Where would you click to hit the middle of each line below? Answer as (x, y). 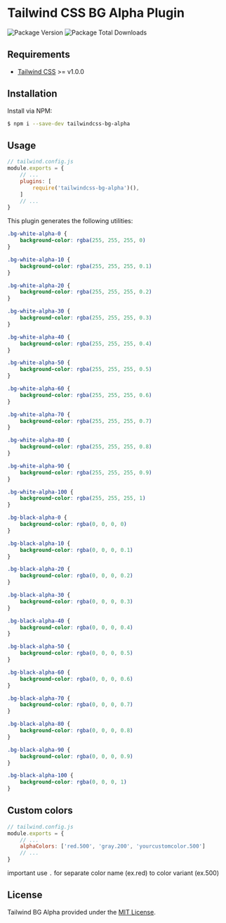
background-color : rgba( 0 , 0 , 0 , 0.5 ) (77, 653)
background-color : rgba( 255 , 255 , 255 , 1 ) (83, 498)
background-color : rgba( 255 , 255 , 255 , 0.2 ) (86, 292)
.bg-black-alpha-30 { (39, 595)
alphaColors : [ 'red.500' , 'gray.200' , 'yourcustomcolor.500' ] (113, 846)
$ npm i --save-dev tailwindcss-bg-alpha (69, 124)
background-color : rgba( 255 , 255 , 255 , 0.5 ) (86, 370)
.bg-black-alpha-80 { (39, 724)
